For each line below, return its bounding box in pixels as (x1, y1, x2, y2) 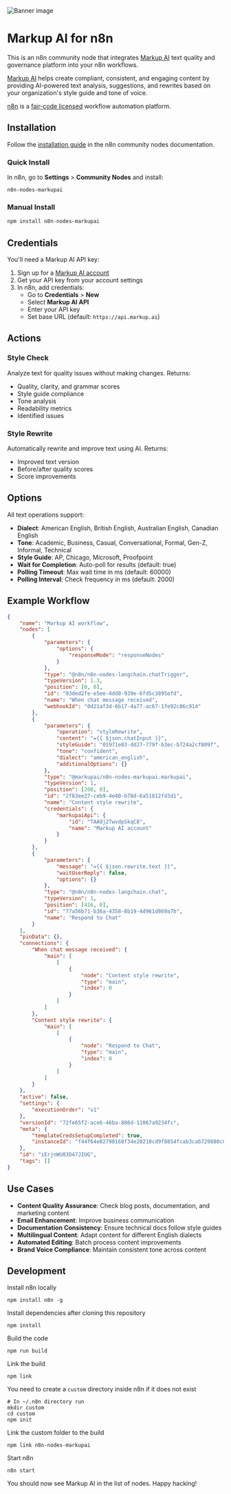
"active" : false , (19, 1094, 69, 1101)
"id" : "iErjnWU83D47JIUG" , (19, 1151, 97, 1159)
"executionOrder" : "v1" (32, 1106, 100, 1114)
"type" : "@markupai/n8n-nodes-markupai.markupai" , (43, 774, 192, 780)
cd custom (7, 1411, 36, 1418)
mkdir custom (7, 1404, 45, 1411)
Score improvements (16, 473, 76, 481)
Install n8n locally (7, 1283, 57, 1291)
